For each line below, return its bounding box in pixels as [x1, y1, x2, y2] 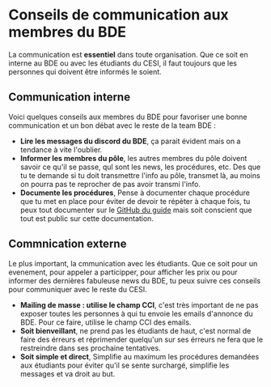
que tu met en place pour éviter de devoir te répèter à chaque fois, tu [19, 196, 251, 206]
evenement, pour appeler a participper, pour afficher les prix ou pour [8, 267, 238, 277]
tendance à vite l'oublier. [19, 144, 103, 155]
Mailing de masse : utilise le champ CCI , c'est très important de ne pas [19, 300, 259, 309]
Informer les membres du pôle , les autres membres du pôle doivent [19, 153, 248, 163]
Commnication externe [8, 237, 127, 251]
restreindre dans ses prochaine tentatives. [19, 342, 161, 353]
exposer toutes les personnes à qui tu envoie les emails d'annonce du [19, 308, 253, 318]
